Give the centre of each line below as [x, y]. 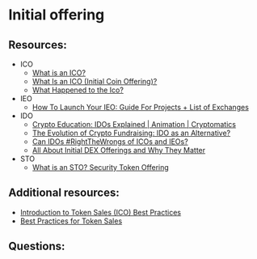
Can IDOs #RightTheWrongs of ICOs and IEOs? [110, 142]
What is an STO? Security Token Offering [101, 167]
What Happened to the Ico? [78, 90]
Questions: [37, 246]
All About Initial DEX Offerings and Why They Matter [119, 150]
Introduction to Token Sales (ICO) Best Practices [101, 212]
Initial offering [57, 15]
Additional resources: [64, 193]
